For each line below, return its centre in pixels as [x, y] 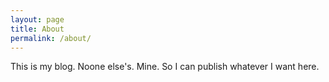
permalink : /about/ [51, 38]
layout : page [37, 19]
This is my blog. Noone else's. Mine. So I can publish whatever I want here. [165, 67]
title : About [37, 29]
